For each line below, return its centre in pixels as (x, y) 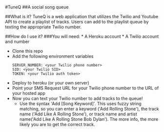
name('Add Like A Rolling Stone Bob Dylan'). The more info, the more (89, 119)
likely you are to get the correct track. (57, 124)
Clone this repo (27, 51)
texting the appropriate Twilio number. (43, 27)
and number (17, 42)
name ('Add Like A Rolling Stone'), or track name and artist (78, 114)
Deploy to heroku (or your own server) (51, 83)
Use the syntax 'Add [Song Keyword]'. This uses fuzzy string (80, 104)
